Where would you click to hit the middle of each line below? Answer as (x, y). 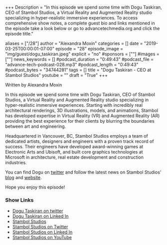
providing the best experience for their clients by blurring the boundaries (80, 121)
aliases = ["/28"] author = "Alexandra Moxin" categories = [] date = (74, 43)
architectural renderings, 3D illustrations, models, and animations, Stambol (82, 110)
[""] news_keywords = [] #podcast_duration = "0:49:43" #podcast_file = (79, 59)
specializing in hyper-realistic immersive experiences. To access (72, 18)
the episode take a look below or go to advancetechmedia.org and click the (83, 28)
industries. (16, 162)
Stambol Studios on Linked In (42, 232)
